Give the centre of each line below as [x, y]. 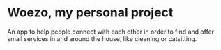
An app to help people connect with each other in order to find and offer [111, 32]
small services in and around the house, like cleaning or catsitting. [102, 38]
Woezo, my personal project [90, 13]
